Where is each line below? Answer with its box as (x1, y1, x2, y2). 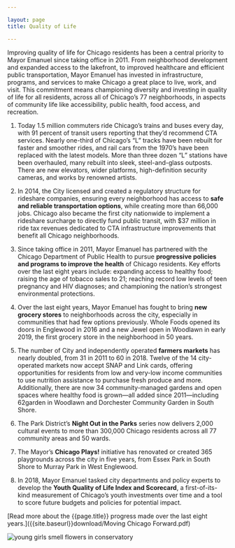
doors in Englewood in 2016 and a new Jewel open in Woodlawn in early (17, 325, 226, 333)
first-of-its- (185, 483, 218, 491)
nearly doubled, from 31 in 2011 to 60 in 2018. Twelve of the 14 (17, 354, 197, 362)
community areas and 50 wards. (17, 434, 111, 442)
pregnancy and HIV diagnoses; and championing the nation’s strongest (17, 282, 222, 290)
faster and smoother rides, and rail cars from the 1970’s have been (17, 143, 209, 152)
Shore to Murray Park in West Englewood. (17, 462, 138, 470)
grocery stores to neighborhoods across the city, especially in (17, 310, 198, 319)
